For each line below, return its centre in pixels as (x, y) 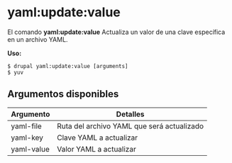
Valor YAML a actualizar (96, 149)
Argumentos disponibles (63, 94)
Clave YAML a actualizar (97, 137)
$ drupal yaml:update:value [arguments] (68, 66)
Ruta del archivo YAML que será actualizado (130, 126)
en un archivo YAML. (38, 39)
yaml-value (30, 149)
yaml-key (27, 137)
